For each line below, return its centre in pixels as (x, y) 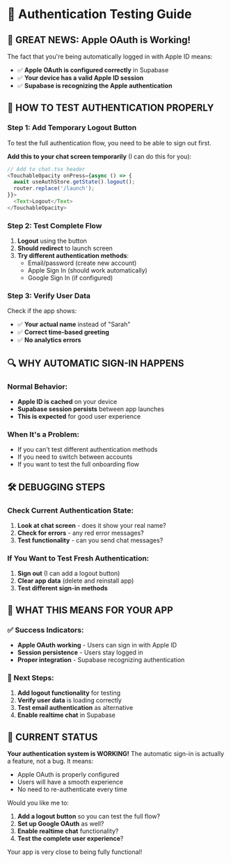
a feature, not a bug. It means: (50, 761)
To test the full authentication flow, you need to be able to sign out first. (110, 143)
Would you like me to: (38, 803)
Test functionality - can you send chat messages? (90, 540)
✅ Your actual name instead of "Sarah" (74, 324)
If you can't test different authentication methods (87, 450)
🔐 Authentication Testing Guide (99, 14)
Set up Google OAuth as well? (61, 824)
